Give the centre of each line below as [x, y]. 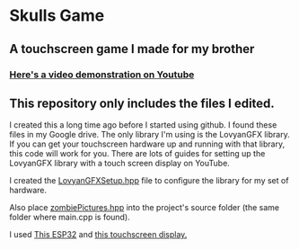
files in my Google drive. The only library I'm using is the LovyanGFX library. [149, 135]
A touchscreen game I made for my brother [132, 49]
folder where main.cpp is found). [70, 218]
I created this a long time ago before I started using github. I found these [143, 125]
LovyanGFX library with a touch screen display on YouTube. [120, 164]
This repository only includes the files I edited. [142, 103]
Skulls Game [57, 16]
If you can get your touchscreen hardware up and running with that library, [147, 144]
